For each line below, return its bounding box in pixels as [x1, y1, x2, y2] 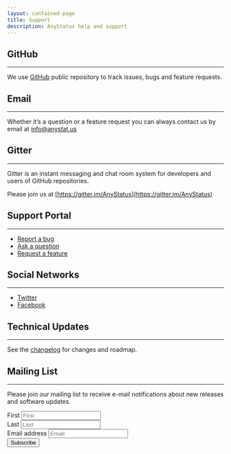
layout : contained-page [7, 10, 76, 17]
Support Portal [7, 210, 71, 222]
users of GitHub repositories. [7, 177, 89, 185]
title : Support [7, 16, 51, 23]
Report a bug [16, 234, 54, 242]
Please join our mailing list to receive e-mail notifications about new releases [7, 390, 224, 398]
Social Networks [7, 269, 80, 281]
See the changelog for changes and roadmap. [7, 345, 137, 354]
